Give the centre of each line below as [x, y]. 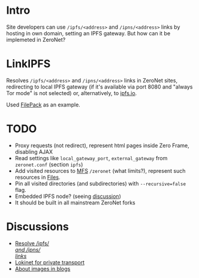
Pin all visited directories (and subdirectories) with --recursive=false [100, 184]
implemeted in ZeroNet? [36, 39]
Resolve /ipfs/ [32, 243]
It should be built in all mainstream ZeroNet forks [75, 202]
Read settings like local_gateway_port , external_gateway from [91, 158]
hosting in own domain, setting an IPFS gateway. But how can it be [88, 33]
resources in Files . [37, 177]
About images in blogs [43, 268]
